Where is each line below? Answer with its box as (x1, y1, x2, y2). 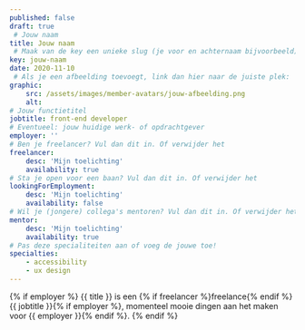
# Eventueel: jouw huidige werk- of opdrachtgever (9, 123, 205, 132)
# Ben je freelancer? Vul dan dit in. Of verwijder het (9, 140, 225, 149)
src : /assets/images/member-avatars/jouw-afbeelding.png (25, 89, 246, 98)
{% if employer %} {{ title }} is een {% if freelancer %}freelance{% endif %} (9, 291, 293, 302)
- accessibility (25, 257, 88, 267)
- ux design (25, 267, 71, 276)
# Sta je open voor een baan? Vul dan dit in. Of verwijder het (9, 173, 258, 182)
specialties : (9, 249, 59, 258)
